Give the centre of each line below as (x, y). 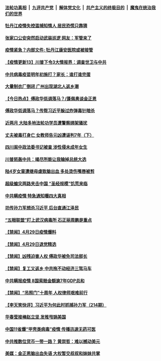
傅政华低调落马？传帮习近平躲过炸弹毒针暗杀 (50, 111)
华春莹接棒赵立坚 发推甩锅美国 (36, 317)
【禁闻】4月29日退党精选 (31, 244)
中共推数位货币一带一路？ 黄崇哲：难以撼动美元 (53, 341)
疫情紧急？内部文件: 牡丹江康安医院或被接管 (49, 50)
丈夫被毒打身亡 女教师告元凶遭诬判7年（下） (50, 135)
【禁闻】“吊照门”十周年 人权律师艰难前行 (46, 293)
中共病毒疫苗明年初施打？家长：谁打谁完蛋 (48, 74)
